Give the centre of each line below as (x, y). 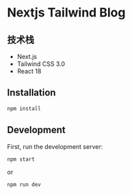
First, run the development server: (55, 146)
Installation (31, 93)
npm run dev (24, 185)
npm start (21, 159)
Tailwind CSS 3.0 (41, 64)
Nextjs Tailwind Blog (66, 13)
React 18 (29, 71)
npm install (24, 108)
